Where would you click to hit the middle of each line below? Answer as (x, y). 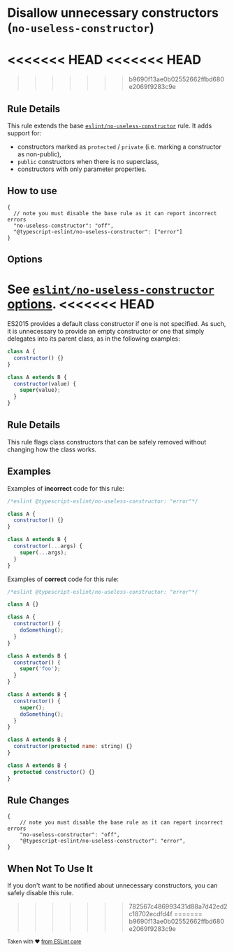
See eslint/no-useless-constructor (111, 290)
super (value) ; (40, 390)
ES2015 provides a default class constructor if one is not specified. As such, (117, 324)
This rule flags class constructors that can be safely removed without (107, 442)
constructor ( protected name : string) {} (73, 747)
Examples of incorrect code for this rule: (66, 488)
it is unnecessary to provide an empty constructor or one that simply (106, 332)
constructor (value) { (45, 383)
